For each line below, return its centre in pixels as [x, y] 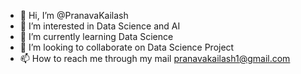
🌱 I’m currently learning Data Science [96, 36]
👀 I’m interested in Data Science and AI [100, 26]
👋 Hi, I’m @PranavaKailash [74, 15]
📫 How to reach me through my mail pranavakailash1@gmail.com [155, 58]
